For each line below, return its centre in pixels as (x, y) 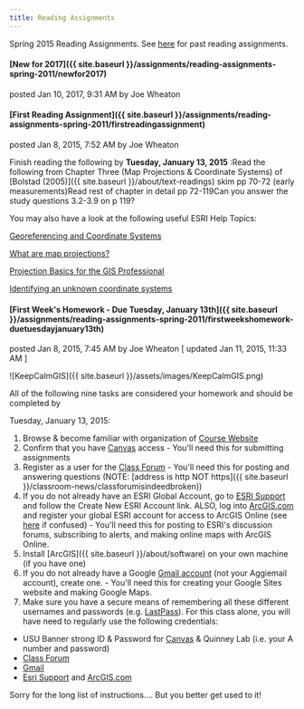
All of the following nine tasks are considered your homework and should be (152, 393)
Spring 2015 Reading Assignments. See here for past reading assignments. (149, 44)
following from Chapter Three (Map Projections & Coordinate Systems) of (146, 172)
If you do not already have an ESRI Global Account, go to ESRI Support (154, 496)
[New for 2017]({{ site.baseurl (67, 64)
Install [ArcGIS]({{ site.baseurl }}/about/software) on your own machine (155, 554)
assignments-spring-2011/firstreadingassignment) (107, 124)
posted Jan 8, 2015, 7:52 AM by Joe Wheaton (94, 145)
